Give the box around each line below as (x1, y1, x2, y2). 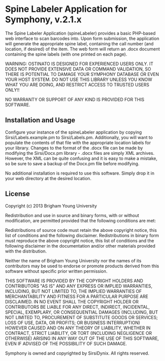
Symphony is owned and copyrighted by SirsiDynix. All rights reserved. (5, 350, 149, 356)
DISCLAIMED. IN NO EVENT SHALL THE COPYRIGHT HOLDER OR (5, 298, 139, 304)
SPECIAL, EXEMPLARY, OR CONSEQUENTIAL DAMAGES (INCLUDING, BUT (5, 309, 159, 315)
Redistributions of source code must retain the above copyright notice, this (5, 227, 157, 233)
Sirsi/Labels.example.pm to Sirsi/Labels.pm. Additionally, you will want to (5, 134, 153, 140)
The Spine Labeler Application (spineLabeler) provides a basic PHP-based (5, 30, 156, 36)
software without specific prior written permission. (5, 268, 108, 274)
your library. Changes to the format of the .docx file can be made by (5, 144, 143, 151)
